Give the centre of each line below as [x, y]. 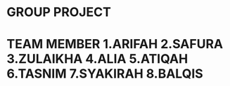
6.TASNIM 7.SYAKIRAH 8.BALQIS [105, 74]
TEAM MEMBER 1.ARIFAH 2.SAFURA [115, 44]
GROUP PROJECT [59, 12]
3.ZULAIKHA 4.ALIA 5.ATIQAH [97, 59]
